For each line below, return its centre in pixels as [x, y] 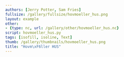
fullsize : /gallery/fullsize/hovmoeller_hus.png [57, 14]
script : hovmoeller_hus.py [33, 33]
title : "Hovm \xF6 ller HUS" [33, 47]
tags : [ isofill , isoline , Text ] [39, 38]
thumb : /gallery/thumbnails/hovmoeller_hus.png [56, 42]
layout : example [22, 19]
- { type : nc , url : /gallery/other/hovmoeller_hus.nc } [62, 28]
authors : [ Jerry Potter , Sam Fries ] [43, 10]
